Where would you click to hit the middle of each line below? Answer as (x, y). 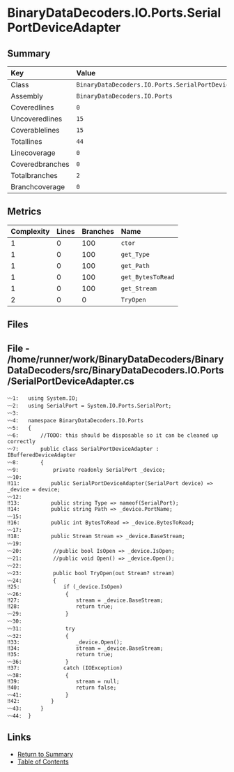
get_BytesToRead (148, 277)
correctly (22, 442)
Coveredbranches (40, 164)
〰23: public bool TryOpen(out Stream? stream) (91, 574)
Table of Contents (43, 762)
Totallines (26, 141)
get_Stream (139, 288)
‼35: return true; (60, 655)
